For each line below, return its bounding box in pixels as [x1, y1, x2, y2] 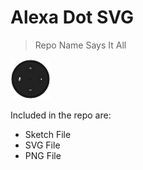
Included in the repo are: [10, 109, 112, 121]
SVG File [24, 139, 61, 151]
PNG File [24, 149, 62, 161]
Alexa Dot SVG [10, 6, 135, 29]
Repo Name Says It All [34, 39, 127, 51]
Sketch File [24, 128, 72, 140]
